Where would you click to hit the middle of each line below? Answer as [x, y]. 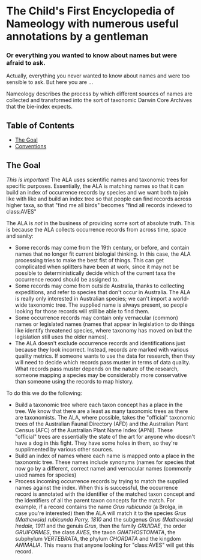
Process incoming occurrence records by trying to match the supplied [101, 481]
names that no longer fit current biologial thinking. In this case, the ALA [103, 254]
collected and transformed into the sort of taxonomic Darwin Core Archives [99, 100]
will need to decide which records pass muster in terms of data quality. [103, 363]
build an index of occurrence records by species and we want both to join [97, 193]
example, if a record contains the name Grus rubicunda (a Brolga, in [99, 507]
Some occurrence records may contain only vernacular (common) [96, 318]
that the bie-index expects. [40, 107]
